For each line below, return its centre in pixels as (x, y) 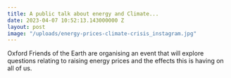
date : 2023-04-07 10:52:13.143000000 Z (66, 20)
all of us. (20, 68)
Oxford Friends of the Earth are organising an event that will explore (106, 53)
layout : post (26, 27)
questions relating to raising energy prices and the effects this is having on (115, 61)
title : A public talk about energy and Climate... (83, 14)
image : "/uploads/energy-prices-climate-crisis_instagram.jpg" (102, 33)
